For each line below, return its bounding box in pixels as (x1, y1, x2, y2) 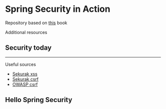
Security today (5, 43, 52, 52)
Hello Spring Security (5, 96, 73, 104)
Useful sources (5, 61, 36, 67)
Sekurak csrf (12, 76, 39, 82)
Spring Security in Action (5, 3, 111, 15)
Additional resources (5, 29, 47, 35)
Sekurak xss (12, 71, 38, 77)
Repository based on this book (5, 20, 68, 26)
